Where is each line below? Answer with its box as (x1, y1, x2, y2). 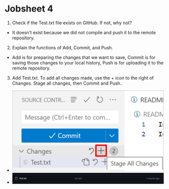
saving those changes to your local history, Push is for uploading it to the (12, 59, 164, 66)
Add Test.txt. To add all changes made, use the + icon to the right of (12, 75, 154, 81)
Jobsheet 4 (5, 3, 53, 15)
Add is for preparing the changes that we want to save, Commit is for (12, 54, 156, 60)
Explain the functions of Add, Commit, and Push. (12, 44, 113, 50)
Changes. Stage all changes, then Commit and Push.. (12, 80, 123, 86)
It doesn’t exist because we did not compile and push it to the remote (12, 29, 156, 35)
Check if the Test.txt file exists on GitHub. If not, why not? (12, 20, 132, 26)
